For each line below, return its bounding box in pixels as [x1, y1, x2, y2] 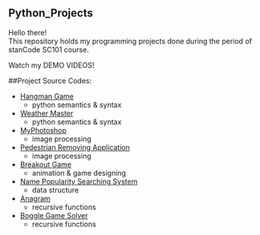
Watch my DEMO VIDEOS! [8, 60, 95, 70]
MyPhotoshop [19, 125, 67, 135]
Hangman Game [19, 91, 74, 101]
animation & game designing [31, 168, 127, 177]
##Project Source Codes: [8, 75, 92, 85]
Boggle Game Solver [19, 210, 88, 220]
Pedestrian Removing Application [19, 142, 131, 152]
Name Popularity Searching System [19, 176, 138, 186]
